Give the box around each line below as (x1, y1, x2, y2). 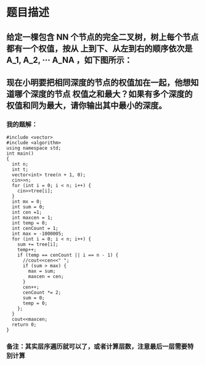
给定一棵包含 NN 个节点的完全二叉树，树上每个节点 (6, 32, 199, 42)
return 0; (12, 322, 37, 328)
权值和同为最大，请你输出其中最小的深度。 (6, 100, 167, 111)
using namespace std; (6, 145, 62, 152)
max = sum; (28, 268, 56, 275)
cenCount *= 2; (22, 290, 62, 296)
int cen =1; (12, 209, 43, 216)
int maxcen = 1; (12, 215, 53, 221)
